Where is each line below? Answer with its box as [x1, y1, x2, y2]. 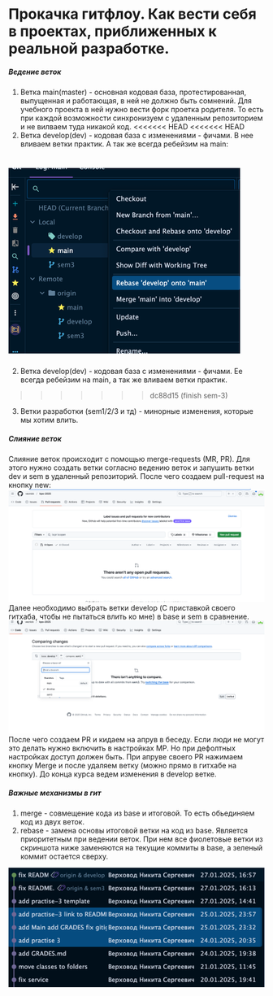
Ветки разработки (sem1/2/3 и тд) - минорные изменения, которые [19, 407, 253, 416]
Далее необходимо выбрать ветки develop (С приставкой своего [8, 603, 236, 613]
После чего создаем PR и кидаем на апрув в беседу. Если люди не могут [8, 735, 265, 744]
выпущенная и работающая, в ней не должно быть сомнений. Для [19, 96, 252, 106]
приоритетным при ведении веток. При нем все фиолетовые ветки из [19, 834, 263, 844]
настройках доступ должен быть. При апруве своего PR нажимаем [8, 752, 244, 761]
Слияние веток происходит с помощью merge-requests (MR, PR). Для [8, 455, 250, 464]
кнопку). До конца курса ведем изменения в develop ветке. [8, 769, 217, 779]
